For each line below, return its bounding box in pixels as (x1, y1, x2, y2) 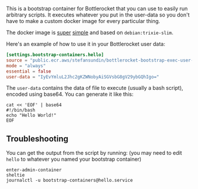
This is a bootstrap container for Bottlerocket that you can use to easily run (6, 5, 188, 12)
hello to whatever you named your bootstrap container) (6, 156, 141, 163)
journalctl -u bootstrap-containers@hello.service (6, 177, 133, 184)
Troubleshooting (6, 133, 69, 144)
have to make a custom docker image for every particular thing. (6, 18, 160, 24)
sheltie (6, 172, 25, 178)
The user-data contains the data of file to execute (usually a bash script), (6, 84, 184, 92)
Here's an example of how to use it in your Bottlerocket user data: (6, 41, 166, 47)
